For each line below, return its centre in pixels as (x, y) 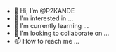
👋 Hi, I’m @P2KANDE (44, 11)
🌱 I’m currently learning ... (51, 26)
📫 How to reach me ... (46, 41)
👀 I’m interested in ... (44, 18)
